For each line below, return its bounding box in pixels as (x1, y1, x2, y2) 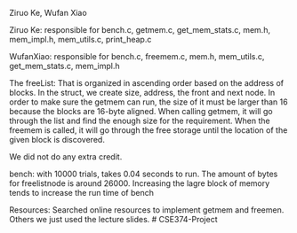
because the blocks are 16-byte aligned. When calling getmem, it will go (9, 106, 273, 116)
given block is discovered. (9, 135, 105, 144)
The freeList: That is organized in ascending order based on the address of (9, 78, 285, 88)
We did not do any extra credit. (9, 151, 123, 162)
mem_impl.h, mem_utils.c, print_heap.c (9, 35, 152, 44)
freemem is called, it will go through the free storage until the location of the (9, 125, 288, 136)
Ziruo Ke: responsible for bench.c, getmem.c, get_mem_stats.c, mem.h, (9, 25, 271, 35)
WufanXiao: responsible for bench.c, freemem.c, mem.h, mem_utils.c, (9, 51, 265, 61)
